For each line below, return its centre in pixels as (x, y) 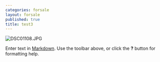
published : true (23, 19)
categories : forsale (27, 10)
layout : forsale (23, 15)
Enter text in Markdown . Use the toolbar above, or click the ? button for (80, 48)
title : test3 (19, 24)
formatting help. (22, 54)
